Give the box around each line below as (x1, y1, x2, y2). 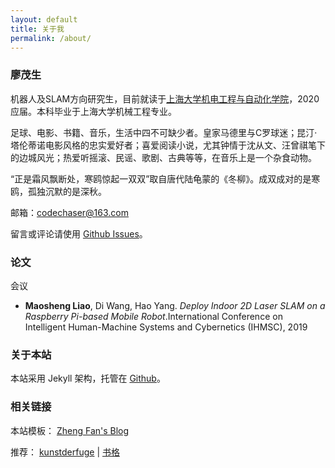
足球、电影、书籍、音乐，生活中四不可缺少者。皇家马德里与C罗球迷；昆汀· (10, 126, 318, 138)
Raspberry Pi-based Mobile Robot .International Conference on (24, 310, 283, 322)
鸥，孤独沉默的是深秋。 (10, 185, 107, 197)
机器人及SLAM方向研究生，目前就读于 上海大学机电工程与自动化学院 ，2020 (10, 92, 320, 105)
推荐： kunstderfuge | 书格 (10, 446, 120, 458)
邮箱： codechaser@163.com (10, 206, 130, 218)
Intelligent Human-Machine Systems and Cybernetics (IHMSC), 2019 (24, 321, 308, 333)
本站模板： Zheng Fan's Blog (10, 424, 130, 436)
